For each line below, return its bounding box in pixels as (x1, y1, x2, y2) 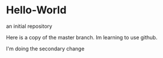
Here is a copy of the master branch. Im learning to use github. (6, 34, 158, 41)
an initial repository (6, 23, 53, 30)
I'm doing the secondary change (6, 45, 85, 52)
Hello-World (6, 3, 67, 17)
